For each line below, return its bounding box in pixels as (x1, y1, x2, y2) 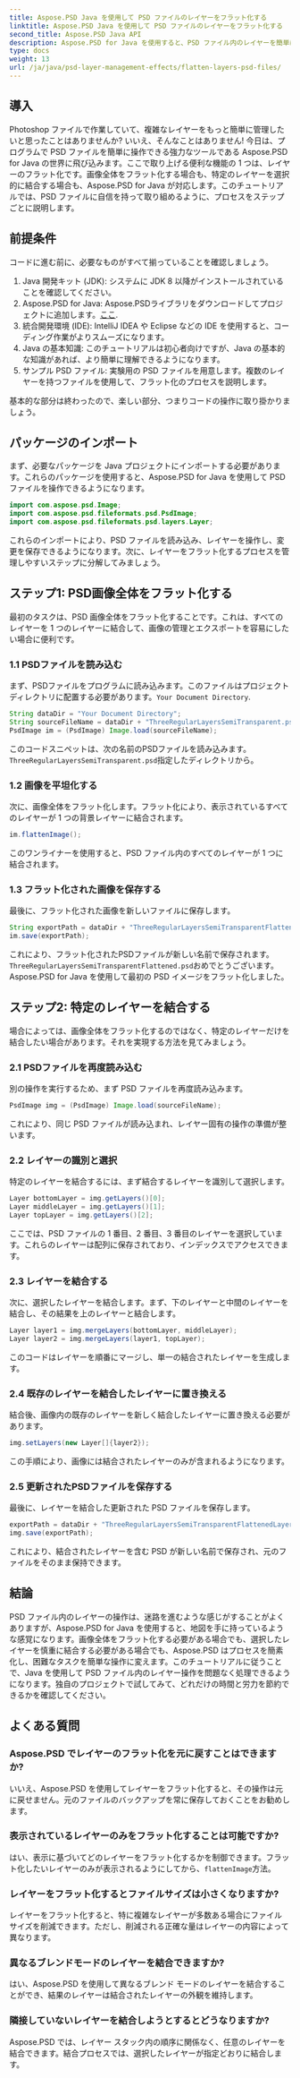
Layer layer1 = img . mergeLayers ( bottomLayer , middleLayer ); (9, 1326, 238, 1335)
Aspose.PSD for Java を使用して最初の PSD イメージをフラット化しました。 (9, 971, 289, 981)
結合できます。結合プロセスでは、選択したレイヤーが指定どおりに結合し (9, 2048, 275, 2058)
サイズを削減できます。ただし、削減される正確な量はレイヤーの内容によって (9, 1921, 289, 1932)
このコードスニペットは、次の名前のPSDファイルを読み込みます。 (9, 743, 252, 754)
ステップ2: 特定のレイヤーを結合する (9, 1000, 212, 1015)
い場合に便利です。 (9, 633, 79, 645)
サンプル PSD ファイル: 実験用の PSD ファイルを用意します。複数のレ (21, 364, 278, 376)
